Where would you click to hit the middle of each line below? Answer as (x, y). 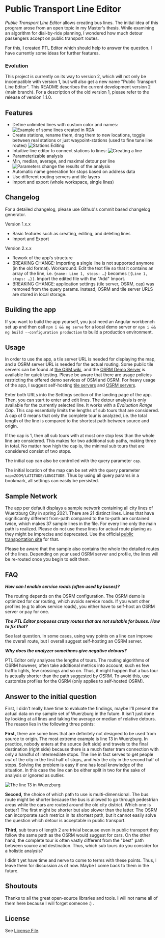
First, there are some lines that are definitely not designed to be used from (81, 733)
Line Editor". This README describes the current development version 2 (78, 87)
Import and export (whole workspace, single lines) (63, 182)
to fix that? (16, 627)
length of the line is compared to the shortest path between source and (77, 421)
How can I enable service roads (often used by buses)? (63, 587)
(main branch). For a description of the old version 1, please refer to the (77, 92)
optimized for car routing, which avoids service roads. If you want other (77, 601)
